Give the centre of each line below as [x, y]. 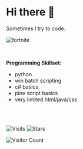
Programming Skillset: [34, 63]
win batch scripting [38, 80]
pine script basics [36, 93]
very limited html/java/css [46, 99]
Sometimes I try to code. [36, 28]
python [23, 74]
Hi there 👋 [30, 12]
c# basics [26, 87]
